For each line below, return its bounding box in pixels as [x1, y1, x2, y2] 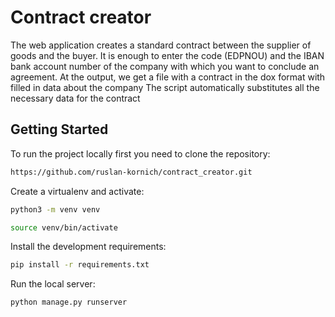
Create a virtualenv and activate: [10, 185, 145, 197]
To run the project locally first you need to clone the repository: [10, 147, 271, 160]
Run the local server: [10, 278, 96, 290]
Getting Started [10, 121, 109, 138]
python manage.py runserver [10, 297, 128, 308]
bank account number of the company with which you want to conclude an [10, 60, 320, 72]
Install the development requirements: [10, 241, 167, 253]
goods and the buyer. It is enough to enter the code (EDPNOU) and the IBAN [10, 49, 325, 61]
